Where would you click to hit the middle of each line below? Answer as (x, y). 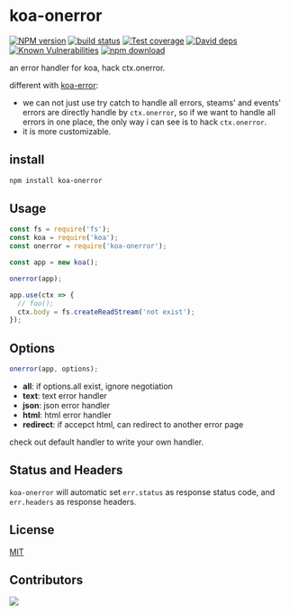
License (32, 530)
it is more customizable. (67, 131)
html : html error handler (67, 415)
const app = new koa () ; (54, 262)
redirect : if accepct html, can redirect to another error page (133, 424)
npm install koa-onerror (56, 180)
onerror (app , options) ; (54, 369)
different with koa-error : (54, 85)
